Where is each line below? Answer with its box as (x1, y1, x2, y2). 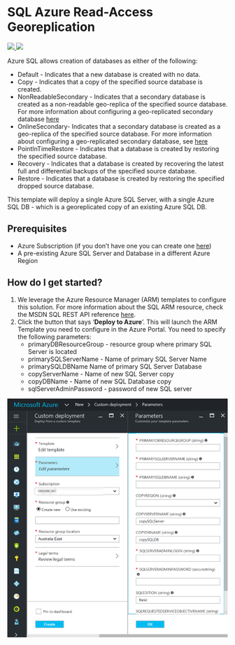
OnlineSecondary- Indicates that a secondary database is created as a (17, 122, 221, 130)
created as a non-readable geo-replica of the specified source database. (17, 99, 228, 108)
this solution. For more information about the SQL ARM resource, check (17, 302, 224, 311)
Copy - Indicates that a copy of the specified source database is (17, 78, 203, 86)
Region (17, 256, 38, 264)
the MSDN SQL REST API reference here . (17, 310, 136, 318)
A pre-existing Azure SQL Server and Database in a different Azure (17, 249, 211, 257)
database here (17, 115, 59, 123)
